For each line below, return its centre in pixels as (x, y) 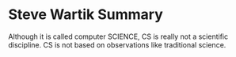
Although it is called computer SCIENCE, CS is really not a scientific (118, 36)
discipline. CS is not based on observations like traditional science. (117, 44)
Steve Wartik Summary (86, 15)
